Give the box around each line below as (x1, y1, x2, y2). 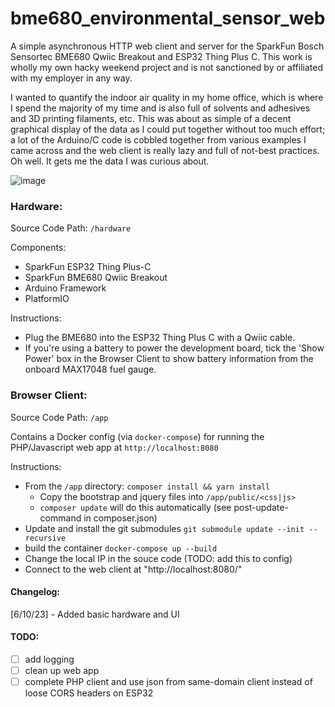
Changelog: (10, 586, 61, 598)
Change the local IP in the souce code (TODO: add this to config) (24, 552, 293, 564)
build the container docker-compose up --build (24, 542, 218, 554)
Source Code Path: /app (10, 411, 109, 423)
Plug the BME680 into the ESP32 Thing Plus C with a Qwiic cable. (24, 332, 296, 344)
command (39, 512, 82, 524)
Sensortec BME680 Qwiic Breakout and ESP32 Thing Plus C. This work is (10, 50, 313, 62)
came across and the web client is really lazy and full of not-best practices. (10, 144, 320, 156)
